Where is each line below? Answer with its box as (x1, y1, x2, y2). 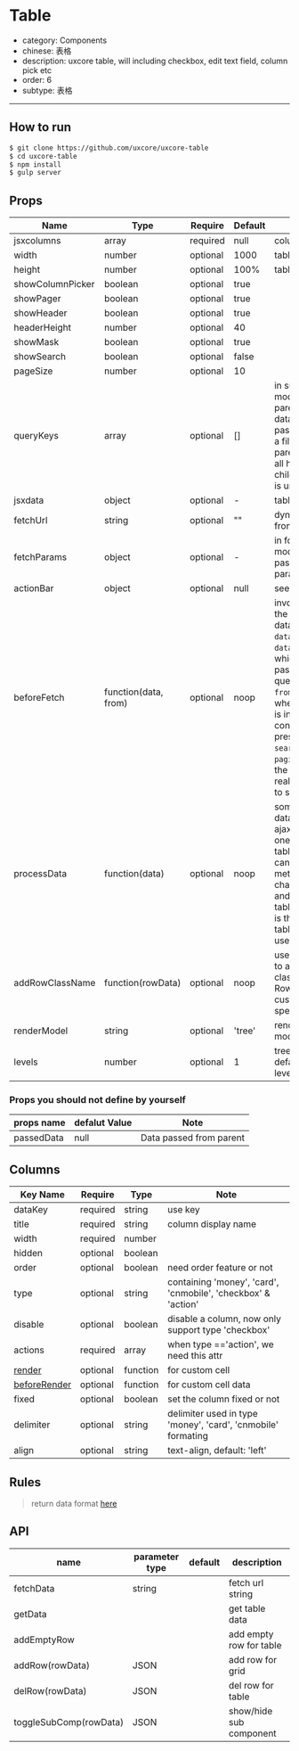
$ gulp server (9, 169, 62, 177)
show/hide (228, 1705, 273, 1717)
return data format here (30, 1498, 117, 1508)
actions (13, 1344, 44, 1356)
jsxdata (13, 494, 44, 506)
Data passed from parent (141, 1131, 245, 1144)
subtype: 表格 (21, 85, 73, 95)
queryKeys (13, 430, 60, 442)
